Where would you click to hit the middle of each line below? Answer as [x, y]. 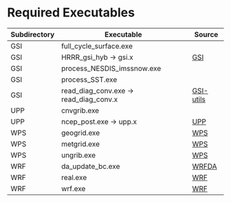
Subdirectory [33, 34]
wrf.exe [73, 188]
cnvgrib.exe [80, 110]
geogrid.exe [80, 133]
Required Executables [71, 13]
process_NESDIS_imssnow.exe [111, 68]
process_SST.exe [89, 79]
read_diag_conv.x [89, 99]
